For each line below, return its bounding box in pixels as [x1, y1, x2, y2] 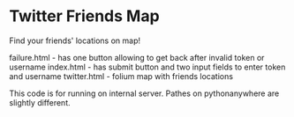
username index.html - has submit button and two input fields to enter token [9, 62, 286, 72]
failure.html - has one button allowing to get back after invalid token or [9, 52, 265, 62]
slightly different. [9, 97, 71, 107]
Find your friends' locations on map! [9, 35, 141, 46]
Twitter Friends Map [9, 6, 161, 26]
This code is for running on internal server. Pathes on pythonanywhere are [9, 88, 280, 99]
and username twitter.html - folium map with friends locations [9, 70, 234, 81]
